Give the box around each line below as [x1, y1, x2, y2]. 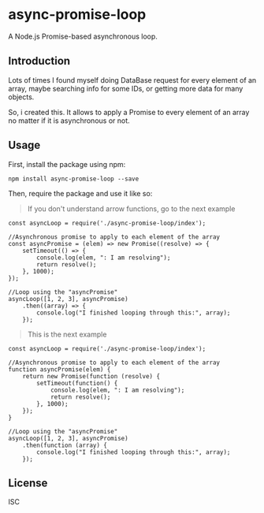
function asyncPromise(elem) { [8, 365, 111, 374]
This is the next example [27, 329, 107, 339]
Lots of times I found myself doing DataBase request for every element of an [8, 75, 257, 84]
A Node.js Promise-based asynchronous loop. [8, 32, 158, 41]
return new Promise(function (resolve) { [22, 372, 160, 380]
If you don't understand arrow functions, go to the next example [27, 203, 236, 214]
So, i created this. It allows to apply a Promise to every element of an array [8, 107, 250, 117]
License [8, 476, 48, 489]
